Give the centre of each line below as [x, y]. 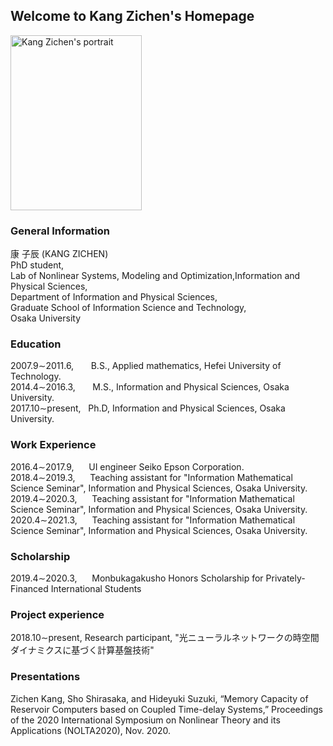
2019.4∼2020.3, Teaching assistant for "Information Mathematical [152, 498]
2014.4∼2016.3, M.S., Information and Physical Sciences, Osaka [150, 387]
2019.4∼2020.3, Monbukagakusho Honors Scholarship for [137, 578]
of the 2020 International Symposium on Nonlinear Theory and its [145, 720]
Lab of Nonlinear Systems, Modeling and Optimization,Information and [155, 276]
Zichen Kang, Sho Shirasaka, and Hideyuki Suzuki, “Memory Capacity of [159, 698]
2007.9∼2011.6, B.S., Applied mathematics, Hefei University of [146, 366]
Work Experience [53, 445]
